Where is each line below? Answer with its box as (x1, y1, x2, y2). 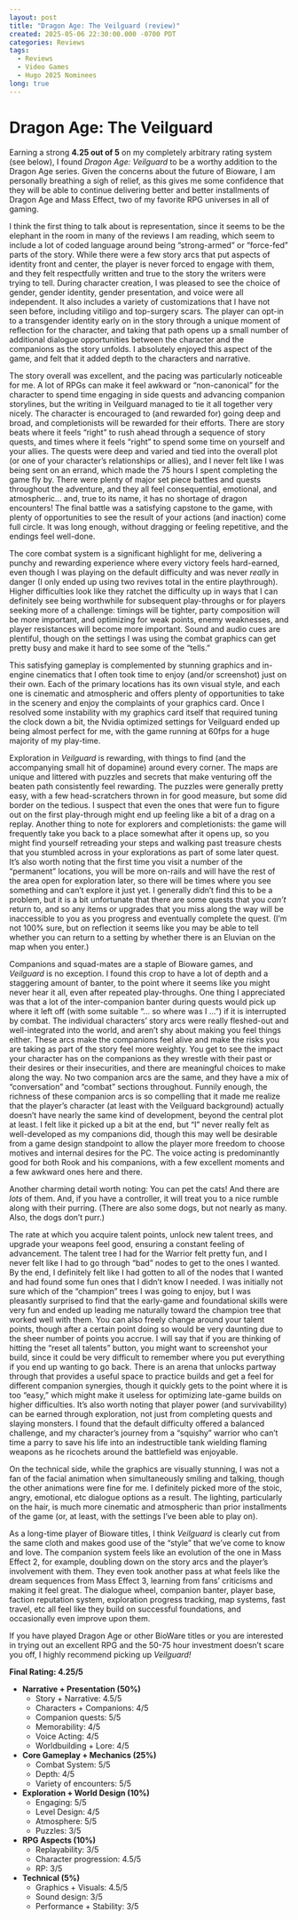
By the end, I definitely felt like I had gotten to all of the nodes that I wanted (9, 1267, 284, 1277)
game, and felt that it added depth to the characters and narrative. (9, 353, 251, 364)
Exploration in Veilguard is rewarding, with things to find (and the (9, 752, 247, 763)
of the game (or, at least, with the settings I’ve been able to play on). (9, 1510, 259, 1521)
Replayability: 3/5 (35, 1844, 99, 1854)
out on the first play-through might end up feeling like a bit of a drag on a (9, 809, 276, 820)
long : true (9, 79, 50, 88)
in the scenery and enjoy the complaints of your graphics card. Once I (9, 697, 264, 708)
